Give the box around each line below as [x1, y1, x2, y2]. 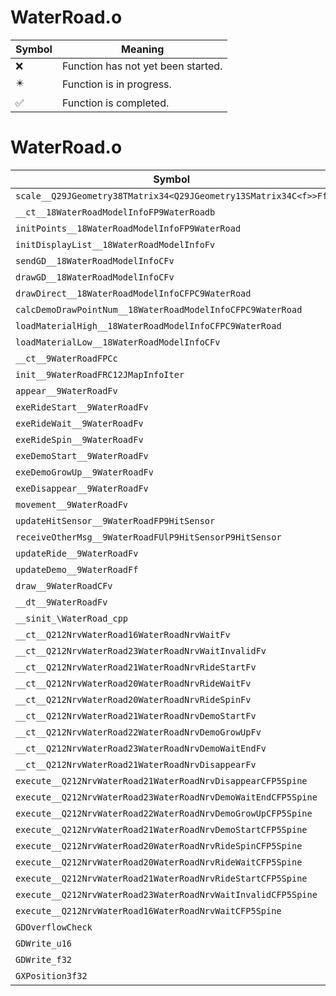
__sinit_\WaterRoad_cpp [15, 612, 129, 624]
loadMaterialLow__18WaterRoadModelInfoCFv [15, 336, 221, 348]
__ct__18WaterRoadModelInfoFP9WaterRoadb [15, 206, 216, 218]
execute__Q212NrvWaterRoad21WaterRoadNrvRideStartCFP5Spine [15, 872, 308, 884]
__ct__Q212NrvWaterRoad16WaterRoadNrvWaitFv [15, 629, 231, 640]
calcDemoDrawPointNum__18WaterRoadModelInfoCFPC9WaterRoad [15, 304, 303, 315]
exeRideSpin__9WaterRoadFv [15, 434, 144, 445]
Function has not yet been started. [61, 59, 223, 73]
